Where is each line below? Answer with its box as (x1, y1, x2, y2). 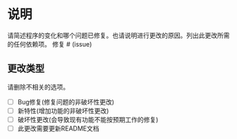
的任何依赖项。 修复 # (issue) (7, 40, 92, 48)
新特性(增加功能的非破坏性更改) (17, 107, 109, 115)
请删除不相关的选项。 (7, 83, 69, 91)
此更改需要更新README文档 (17, 124, 100, 133)
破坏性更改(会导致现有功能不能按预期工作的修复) (17, 115, 159, 123)
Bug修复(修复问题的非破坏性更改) (17, 97, 115, 106)
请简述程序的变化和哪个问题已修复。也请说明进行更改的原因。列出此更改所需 (7, 31, 230, 40)
